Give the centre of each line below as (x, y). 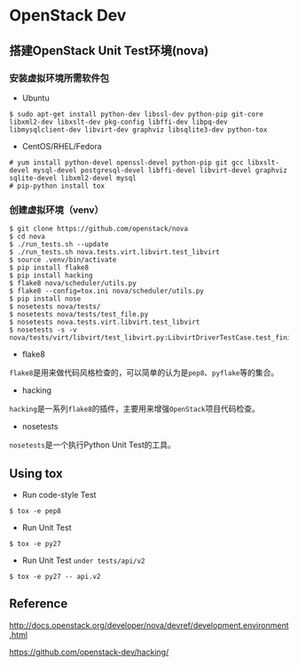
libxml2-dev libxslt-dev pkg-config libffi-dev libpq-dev (118, 122)
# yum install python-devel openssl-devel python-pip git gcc (126, 162)
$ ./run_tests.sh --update (59, 245)
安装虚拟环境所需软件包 (59, 78)
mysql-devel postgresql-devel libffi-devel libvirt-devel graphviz (160, 170)
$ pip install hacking (51, 276)
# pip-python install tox (57, 186)
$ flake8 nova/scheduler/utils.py (73, 284)
